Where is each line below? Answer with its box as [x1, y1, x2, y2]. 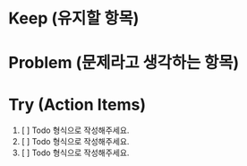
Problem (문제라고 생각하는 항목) [8, 53, 240, 73]
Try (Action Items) [8, 94, 147, 115]
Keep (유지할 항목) [8, 8, 140, 29]
